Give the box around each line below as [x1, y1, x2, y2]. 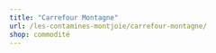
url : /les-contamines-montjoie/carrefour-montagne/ [9, 22, 207, 31]
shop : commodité [9, 30, 70, 39]
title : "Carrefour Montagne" [9, 13, 119, 22]
